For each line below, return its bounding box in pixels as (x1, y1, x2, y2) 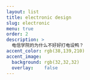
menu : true (6, 25, 34, 32)
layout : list (6, 8, 39, 15)
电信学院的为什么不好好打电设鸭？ (11, 43, 84, 49)
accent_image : (6, 54, 42, 60)
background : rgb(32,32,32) (11, 59, 80, 65)
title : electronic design (6, 14, 71, 20)
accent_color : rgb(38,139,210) (6, 48, 85, 54)
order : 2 (6, 31, 28, 37)
